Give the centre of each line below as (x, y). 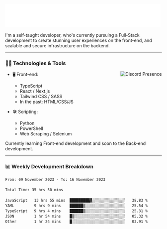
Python (27, 123)
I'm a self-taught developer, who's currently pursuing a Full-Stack (73, 35)
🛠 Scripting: (25, 112)
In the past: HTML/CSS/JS (46, 102)
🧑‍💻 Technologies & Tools (36, 63)
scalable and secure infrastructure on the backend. (58, 46)
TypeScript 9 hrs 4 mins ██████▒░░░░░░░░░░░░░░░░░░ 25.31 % (77, 211)
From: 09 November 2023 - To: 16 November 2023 (55, 179)
